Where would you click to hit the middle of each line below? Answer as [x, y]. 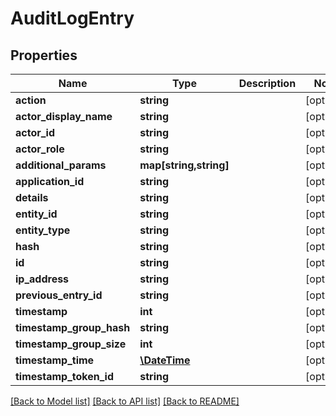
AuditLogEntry [72, 18]
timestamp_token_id [65, 376]
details [32, 197]
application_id [50, 181]
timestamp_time [55, 360]
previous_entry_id [59, 295]
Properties [44, 55]
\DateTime [165, 360]
